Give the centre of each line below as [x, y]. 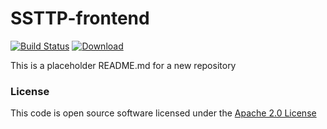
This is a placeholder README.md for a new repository [123, 65]
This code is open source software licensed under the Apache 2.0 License [163, 113]
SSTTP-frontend [80, 18]
